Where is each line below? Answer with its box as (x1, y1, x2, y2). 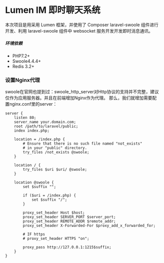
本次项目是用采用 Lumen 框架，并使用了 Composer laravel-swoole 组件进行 (5, 22, 159, 28)
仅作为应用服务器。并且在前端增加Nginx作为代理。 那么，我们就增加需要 (5, 95, 153, 101)
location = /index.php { (14, 137, 65, 142)
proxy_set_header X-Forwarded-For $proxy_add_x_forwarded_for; (23, 223, 156, 228)
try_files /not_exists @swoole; (23, 150, 90, 155)
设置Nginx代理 (5, 76, 41, 83)
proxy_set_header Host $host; (23, 210, 85, 215)
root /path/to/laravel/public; (14, 124, 79, 129)
